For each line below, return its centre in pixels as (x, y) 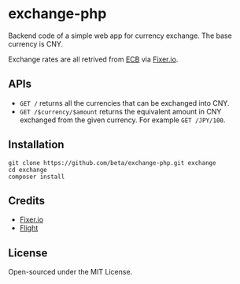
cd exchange (28, 170)
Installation (36, 145)
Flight (29, 228)
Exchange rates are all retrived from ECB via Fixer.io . (93, 59)
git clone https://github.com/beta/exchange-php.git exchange (112, 163)
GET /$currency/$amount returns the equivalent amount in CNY (120, 111)
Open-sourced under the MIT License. (70, 272)
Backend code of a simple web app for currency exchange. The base (120, 35)
